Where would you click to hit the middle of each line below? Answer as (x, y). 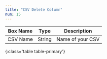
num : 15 (13, 14)
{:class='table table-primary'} (35, 51)
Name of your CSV (78, 39)
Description (78, 31)
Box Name (20, 31)
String (45, 39)
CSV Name (20, 39)
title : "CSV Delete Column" (34, 10)
